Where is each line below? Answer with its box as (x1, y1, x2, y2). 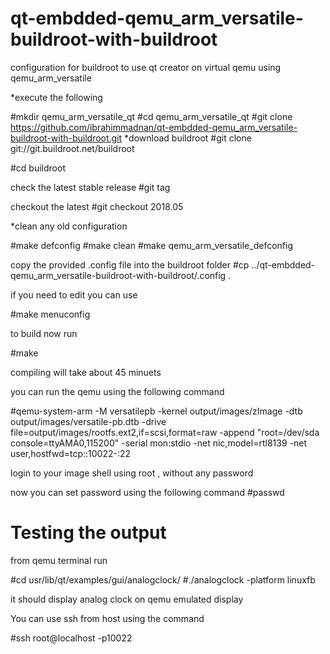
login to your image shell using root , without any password (10, 467, 254, 479)
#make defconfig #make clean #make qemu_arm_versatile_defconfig (10, 239, 293, 251)
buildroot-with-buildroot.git (10, 132, 123, 144)
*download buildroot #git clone (124, 132, 252, 144)
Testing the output (10, 522, 167, 544)
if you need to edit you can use (10, 288, 138, 301)
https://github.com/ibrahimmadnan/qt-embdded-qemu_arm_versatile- (10, 121, 298, 133)
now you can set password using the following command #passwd (10, 486, 285, 498)
